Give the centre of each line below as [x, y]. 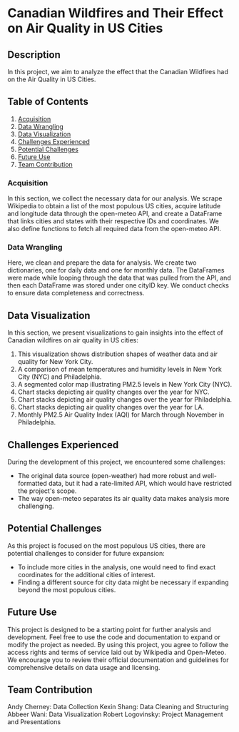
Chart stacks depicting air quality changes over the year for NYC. [113, 392]
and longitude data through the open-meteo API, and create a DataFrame [115, 214]
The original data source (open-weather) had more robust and [109, 476]
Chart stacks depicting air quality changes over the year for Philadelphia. [125, 400]
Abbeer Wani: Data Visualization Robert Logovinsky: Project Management [115, 714]
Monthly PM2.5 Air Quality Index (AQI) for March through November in [121, 415]
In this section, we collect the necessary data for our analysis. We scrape [115, 198]
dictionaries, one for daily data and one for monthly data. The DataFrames [116, 270]
